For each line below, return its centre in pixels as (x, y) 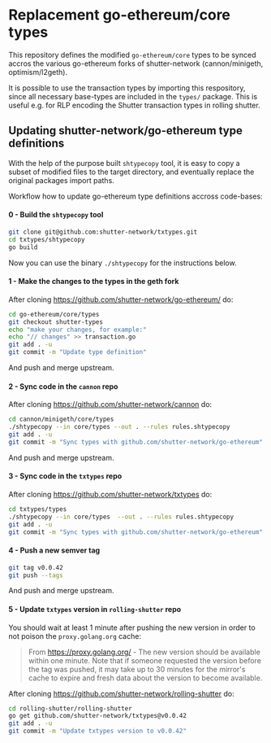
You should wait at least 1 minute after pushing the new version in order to (132, 627)
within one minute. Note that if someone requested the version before (145, 660)
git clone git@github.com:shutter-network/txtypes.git (103, 232)
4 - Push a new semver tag (54, 550)
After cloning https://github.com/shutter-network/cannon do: (110, 404)
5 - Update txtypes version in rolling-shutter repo (95, 609)
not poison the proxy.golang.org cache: (75, 636)
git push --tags (36, 575)
